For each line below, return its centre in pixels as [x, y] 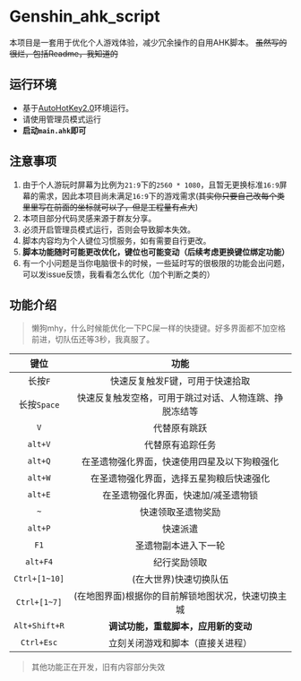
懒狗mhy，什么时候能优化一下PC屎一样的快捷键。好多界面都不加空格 [159, 328]
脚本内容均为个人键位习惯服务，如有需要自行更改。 [116, 240]
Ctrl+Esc [39, 643]
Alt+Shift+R [39, 626]
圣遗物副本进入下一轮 [181, 546]
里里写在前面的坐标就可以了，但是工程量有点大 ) [110, 207]
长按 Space [39, 405]
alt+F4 [39, 562]
